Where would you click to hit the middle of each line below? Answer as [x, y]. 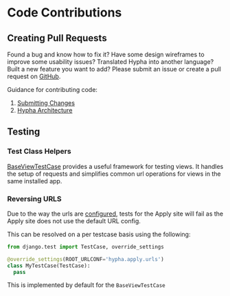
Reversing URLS [34, 198]
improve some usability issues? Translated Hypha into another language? [111, 62]
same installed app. [35, 181]
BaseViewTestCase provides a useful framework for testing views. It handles [115, 166]
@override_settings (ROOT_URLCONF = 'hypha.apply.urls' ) [86, 259]
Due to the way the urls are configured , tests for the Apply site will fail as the [115, 214]
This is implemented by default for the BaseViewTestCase [87, 285]
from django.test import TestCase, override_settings [86, 247]
